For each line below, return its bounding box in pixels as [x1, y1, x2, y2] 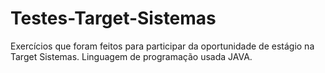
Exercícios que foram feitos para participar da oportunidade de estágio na [10, 40, 315, 52]
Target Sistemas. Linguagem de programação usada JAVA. [10, 50, 253, 62]
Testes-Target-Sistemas [10, 7, 217, 30]
